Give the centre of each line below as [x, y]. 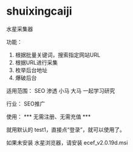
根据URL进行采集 [36, 62]
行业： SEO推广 [26, 103]
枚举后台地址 [31, 70]
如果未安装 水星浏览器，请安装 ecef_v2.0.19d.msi [67, 142]
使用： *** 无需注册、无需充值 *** [49, 117]
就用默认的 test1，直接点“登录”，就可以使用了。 [66, 129]
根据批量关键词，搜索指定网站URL [58, 55]
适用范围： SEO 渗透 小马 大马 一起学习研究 [61, 90]
